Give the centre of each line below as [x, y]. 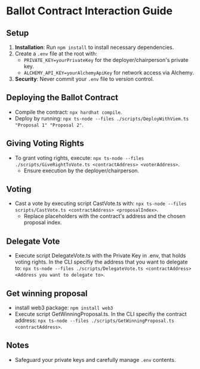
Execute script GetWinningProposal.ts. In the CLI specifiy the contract [101, 314]
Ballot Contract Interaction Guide [90, 11]
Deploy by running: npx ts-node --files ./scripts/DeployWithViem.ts [102, 118]
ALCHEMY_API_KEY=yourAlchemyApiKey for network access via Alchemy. [109, 72]
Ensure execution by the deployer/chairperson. [81, 170]
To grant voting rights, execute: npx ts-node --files [79, 158]
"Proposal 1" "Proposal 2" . [49, 125]
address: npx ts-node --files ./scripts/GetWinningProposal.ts [94, 321]
